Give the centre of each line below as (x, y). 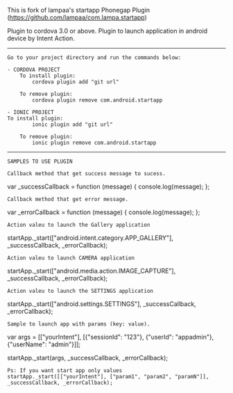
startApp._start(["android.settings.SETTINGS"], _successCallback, (102, 304)
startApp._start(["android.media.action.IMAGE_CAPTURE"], (92, 271)
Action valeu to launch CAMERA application (71, 258)
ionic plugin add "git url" (72, 125)
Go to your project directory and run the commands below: (94, 58)
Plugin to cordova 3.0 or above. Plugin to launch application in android (107, 31)
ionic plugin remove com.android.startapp (94, 143)
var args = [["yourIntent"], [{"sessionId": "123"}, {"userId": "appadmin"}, (111, 337)
